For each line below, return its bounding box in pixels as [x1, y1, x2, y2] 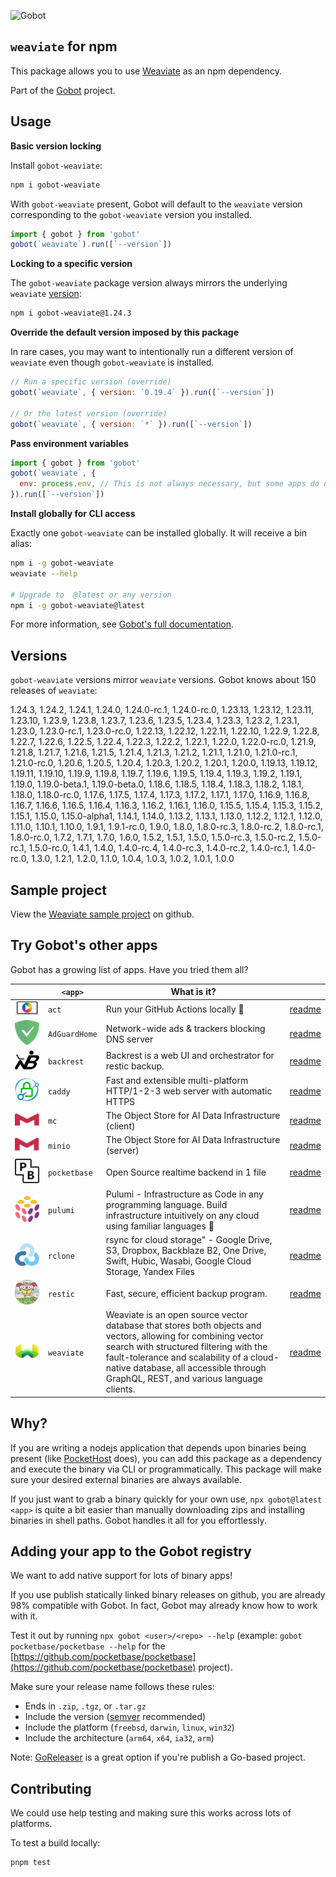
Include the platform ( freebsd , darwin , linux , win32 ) [24, 1721, 235, 1734]
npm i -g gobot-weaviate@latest [10, 600, 145, 610]
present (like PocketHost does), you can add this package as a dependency [10, 1452, 323, 1464]
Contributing [10, 1780, 92, 1797]
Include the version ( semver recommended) [24, 1711, 207, 1723]
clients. [105, 1383, 136, 1395]
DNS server [105, 1033, 154, 1045]
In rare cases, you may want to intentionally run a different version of [10, 346, 294, 358]
